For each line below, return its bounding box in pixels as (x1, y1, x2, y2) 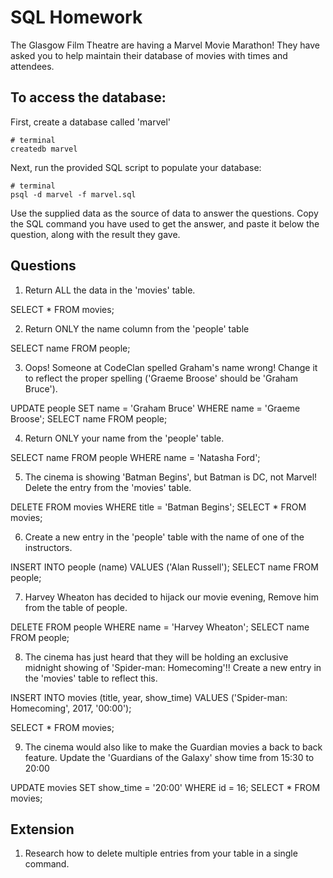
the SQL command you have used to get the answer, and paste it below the (10, 217, 320, 230)
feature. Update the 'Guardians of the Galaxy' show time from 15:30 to (24, 751, 315, 763)
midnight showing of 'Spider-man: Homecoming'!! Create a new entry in (24, 661, 322, 673)
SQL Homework (10, 6, 143, 29)
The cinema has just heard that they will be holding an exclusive (24, 651, 289, 663)
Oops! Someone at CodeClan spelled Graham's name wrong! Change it (24, 361, 318, 373)
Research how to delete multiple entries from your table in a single (24, 847, 298, 860)
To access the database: (10, 89, 167, 106)
